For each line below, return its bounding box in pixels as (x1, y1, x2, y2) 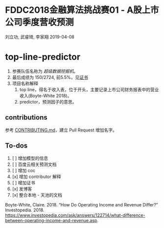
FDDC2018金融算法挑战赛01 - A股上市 (5, 4, 159, 16)
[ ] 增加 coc (12, 167, 36, 173)
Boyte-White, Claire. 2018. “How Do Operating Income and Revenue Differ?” (5, 202, 158, 207)
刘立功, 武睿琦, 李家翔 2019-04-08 (5, 34, 74, 40)
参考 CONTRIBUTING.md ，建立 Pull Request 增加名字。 (5, 127, 117, 133)
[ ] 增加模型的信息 (12, 155, 48, 161)
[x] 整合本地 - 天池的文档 (12, 192, 62, 198)
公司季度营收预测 (5, 17, 74, 28)
